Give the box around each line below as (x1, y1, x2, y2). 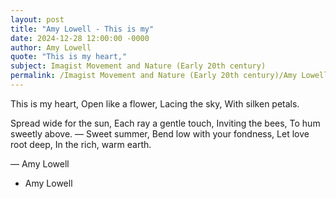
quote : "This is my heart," (10, 52, 128, 62)
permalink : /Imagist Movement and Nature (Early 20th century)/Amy (10, 71, 298, 81)
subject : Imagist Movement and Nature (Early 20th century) (10, 61, 267, 71)
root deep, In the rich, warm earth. (10, 138, 152, 150)
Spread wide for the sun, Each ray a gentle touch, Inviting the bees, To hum (10, 117, 321, 129)
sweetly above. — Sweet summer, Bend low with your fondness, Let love (10, 127, 310, 140)
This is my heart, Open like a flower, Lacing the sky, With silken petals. (10, 97, 300, 110)
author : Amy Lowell (10, 42, 92, 53)
